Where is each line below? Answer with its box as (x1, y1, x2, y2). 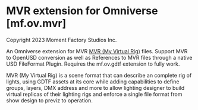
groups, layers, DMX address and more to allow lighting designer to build (6, 84, 185, 91)
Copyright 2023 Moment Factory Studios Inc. (6, 36, 117, 43)
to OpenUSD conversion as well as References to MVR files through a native (6, 54, 193, 61)
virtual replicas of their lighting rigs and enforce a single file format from (6, 90, 183, 98)
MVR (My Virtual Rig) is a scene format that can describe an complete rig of (6, 72, 192, 79)
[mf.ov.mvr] (6, 17, 67, 30)
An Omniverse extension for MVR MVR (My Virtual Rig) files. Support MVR (6, 47, 188, 54)
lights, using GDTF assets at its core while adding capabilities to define (6, 78, 180, 85)
